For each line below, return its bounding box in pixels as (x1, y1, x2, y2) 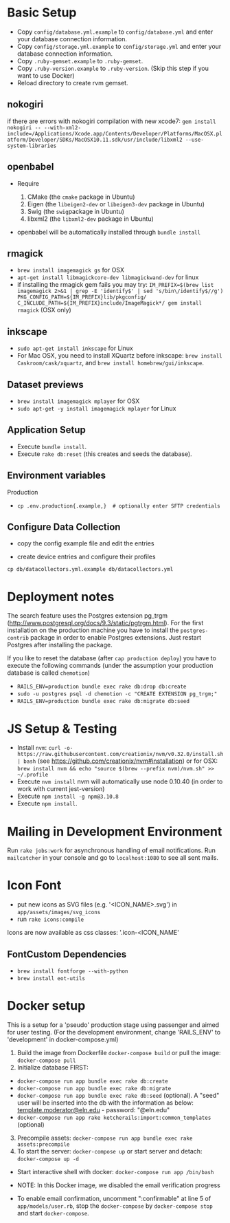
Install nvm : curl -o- (16, 744, 73, 752)
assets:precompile (16, 1140, 70, 1148)
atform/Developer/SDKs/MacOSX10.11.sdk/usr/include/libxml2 (7, 136, 183, 143)
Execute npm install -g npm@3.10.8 (16, 792, 119, 801)
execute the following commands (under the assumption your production (7, 662, 214, 670)
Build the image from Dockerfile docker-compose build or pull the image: (16, 1048, 221, 1057)
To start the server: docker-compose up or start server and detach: (16, 1147, 203, 1155)
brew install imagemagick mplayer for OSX (16, 397, 140, 405)
